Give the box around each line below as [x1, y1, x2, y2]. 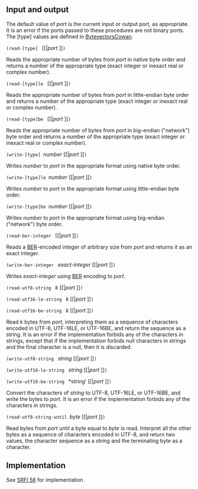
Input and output [6, 5, 69, 15]
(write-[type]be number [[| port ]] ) [6, 203, 93, 210]
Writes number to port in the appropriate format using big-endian [6, 214, 164, 221]
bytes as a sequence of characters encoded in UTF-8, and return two [6, 431, 176, 438]
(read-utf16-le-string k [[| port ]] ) [6, 295, 94, 302]
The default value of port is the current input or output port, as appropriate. [6, 20, 189, 27]
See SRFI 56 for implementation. [6, 476, 85, 483]
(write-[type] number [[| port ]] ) [6, 151, 87, 158]
